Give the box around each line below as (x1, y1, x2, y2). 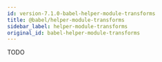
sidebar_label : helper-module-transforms (7, 23, 128, 30)
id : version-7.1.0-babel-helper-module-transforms (7, 10, 156, 17)
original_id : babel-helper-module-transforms (7, 29, 140, 37)
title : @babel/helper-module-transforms (7, 17, 125, 23)
